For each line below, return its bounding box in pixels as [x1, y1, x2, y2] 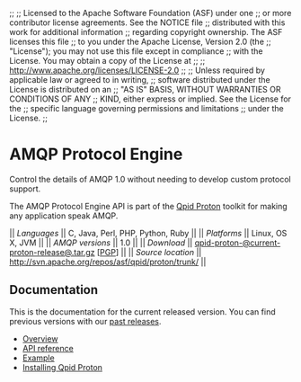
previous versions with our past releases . [9, 315, 162, 326]
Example [22, 352, 56, 363]
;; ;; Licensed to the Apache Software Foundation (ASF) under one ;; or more [9, 8, 292, 18]
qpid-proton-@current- [194, 237, 281, 248]
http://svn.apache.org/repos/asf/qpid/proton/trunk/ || [9, 256, 207, 267]
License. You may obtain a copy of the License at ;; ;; [9, 56, 206, 66]
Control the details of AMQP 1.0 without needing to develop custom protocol [9, 173, 291, 184]
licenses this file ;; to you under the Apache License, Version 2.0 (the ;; [9, 36, 271, 47]
